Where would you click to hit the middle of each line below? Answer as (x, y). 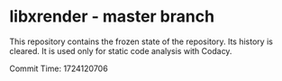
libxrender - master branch (112, 17)
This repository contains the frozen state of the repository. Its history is (141, 41)
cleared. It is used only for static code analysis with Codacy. (121, 50)
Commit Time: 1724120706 (59, 68)
